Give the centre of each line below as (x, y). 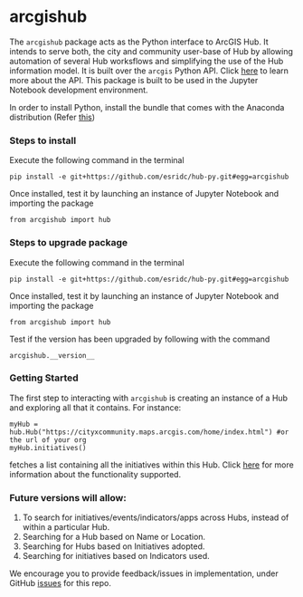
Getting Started (44, 378)
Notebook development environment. (79, 90)
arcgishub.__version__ (52, 355)
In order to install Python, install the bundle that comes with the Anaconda (147, 107)
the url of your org (48, 440)
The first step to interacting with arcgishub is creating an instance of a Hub (148, 398)
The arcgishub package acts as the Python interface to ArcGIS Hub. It (139, 42)
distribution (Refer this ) (52, 117)
